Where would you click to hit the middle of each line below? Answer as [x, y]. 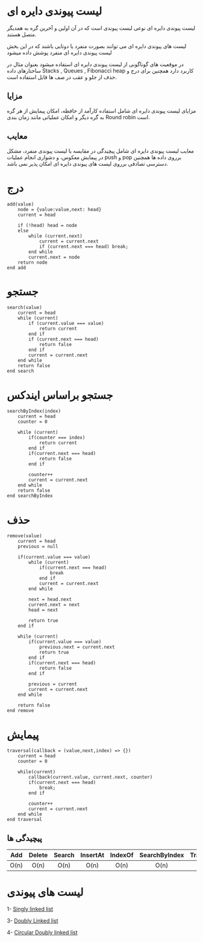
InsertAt [92, 855]
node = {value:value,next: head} [60, 209]
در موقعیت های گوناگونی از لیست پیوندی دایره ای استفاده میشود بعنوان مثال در [95, 64]
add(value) [20, 204]
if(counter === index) [57, 438]
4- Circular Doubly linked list [42, 932]
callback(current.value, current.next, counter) [91, 777]
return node [33, 262]
